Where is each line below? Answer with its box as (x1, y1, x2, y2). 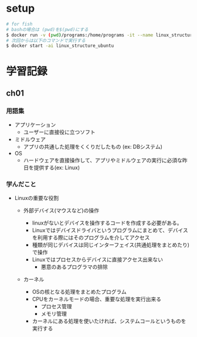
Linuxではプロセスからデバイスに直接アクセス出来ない (32, 256, 163, 263)
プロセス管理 (40, 303, 72, 310)
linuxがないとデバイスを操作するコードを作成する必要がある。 (32, 219, 182, 227)
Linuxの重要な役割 (14, 195, 59, 202)
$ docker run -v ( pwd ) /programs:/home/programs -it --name (6, 32, 154, 38)
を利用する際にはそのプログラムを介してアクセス (32, 234, 150, 241)
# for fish (6, 21, 33, 27)
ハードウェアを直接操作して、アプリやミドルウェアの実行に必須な (23, 157, 183, 164)
